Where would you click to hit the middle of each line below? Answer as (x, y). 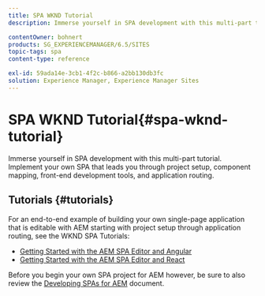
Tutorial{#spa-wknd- (157, 120)
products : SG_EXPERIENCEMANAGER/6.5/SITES (79, 44)
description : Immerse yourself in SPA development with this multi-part (130, 23)
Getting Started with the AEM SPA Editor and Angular (105, 251)
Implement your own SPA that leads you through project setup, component (129, 167)
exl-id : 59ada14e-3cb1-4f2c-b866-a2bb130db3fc (86, 73)
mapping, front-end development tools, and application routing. (111, 175)
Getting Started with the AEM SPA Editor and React (102, 259)
